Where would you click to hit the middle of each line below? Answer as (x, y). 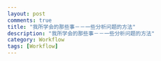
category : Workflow (36, 40)
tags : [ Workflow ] (33, 46)
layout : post (26, 14)
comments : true (30, 20)
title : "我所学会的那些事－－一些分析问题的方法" (72, 27)
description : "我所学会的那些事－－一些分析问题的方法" (81, 33)
